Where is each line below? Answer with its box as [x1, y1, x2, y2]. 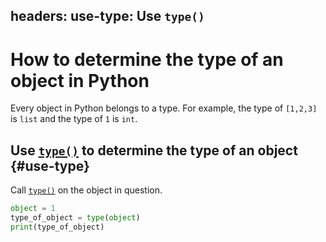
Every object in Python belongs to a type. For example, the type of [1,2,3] [10, 102, 318, 114]
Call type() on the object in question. [10, 184, 163, 196]
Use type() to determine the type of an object [10, 142, 298, 159]
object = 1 [10, 204, 56, 214]
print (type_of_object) [10, 222, 105, 232]
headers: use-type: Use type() [10, 8, 205, 25]
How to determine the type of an [10, 48, 284, 71]
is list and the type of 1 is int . [10, 113, 138, 125]
